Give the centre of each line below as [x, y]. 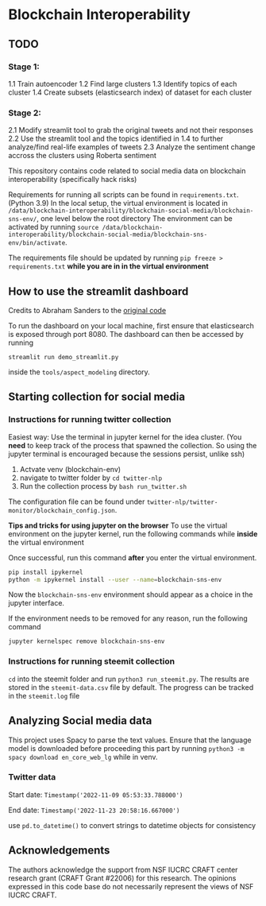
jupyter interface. [37, 603]
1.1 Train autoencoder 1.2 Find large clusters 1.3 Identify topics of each [123, 83]
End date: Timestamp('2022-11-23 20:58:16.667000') [94, 810]
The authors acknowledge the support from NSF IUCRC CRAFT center [123, 869]
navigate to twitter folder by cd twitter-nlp [91, 478]
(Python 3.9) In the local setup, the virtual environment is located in [118, 203]
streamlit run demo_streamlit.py [64, 357]
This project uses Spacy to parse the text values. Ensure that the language [130, 740]
